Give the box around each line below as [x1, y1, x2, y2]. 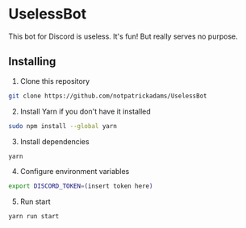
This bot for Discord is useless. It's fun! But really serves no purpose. [8, 31, 238, 41]
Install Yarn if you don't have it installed [19, 106, 151, 116]
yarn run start [8, 213, 60, 221]
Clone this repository [19, 76, 90, 85]
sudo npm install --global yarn [8, 122, 117, 130]
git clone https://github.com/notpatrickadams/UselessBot [8, 92, 207, 100]
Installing [8, 55, 56, 68]
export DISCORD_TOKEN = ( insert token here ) [8, 182, 153, 190]
